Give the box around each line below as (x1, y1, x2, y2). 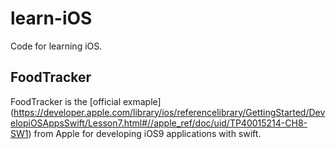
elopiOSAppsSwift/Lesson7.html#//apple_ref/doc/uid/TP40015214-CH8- (10, 117, 308, 129)
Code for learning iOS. (10, 40, 103, 52)
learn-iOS (10, 7, 93, 30)
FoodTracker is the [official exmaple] (10, 95, 162, 107)
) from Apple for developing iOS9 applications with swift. (28, 127, 262, 139)
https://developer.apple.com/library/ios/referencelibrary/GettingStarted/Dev (13, 106, 326, 118)
